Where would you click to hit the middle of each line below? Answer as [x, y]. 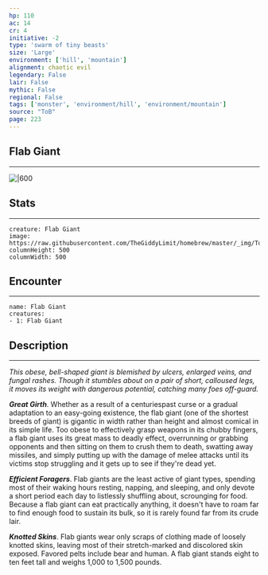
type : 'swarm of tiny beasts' [59, 45]
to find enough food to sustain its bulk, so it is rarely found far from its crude [134, 513]
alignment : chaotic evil [50, 68]
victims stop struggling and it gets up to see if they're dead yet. [113, 464]
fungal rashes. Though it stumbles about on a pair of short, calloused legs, [132, 381]
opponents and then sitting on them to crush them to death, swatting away [131, 447]
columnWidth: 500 [38, 257]
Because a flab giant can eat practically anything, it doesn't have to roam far [134, 505]
